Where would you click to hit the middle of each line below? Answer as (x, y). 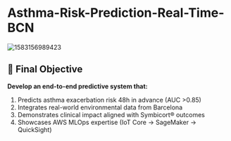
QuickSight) (35, 129)
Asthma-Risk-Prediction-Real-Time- (116, 13)
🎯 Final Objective (45, 69)
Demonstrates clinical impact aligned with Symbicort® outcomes (111, 114)
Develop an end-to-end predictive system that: (77, 86)
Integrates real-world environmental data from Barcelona (100, 107)
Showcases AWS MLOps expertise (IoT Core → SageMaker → (107, 122)
